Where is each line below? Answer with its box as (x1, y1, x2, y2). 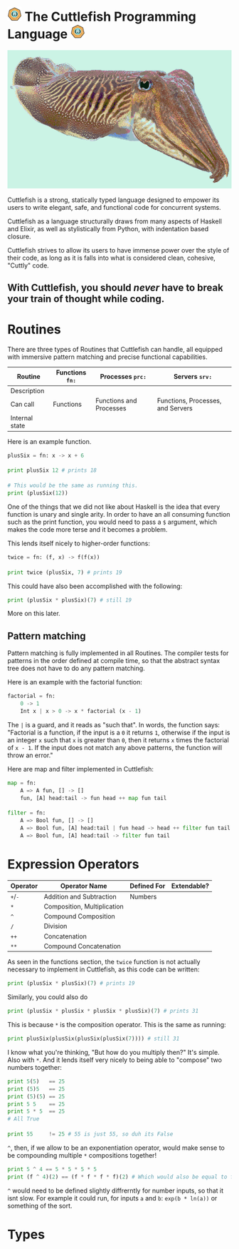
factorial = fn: (7, 692, 55, 700)
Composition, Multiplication (43, 902, 124, 911)
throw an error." (7, 751, 53, 759)
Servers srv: (173, 372, 212, 380)
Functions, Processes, (156, 396, 222, 405)
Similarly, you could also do (7, 993, 88, 1001)
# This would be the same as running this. (7, 482, 139, 490)
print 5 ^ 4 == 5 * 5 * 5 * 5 (7, 1165, 97, 1173)
